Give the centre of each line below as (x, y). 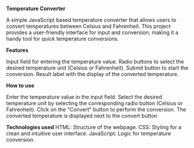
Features (17, 50)
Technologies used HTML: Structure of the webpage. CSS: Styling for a (94, 127)
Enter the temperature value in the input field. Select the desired (84, 97)
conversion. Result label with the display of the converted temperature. (93, 74)
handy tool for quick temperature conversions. (63, 39)
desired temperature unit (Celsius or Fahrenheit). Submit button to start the (97, 68)
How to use (20, 85)
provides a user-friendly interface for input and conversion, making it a (92, 32)
